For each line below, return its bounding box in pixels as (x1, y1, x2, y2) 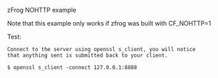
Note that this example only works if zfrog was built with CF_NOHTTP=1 (7, 19, 212, 27)
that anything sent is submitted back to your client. (7, 52, 168, 59)
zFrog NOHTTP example (7, 6, 77, 14)
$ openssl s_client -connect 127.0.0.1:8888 (7, 64, 137, 71)
